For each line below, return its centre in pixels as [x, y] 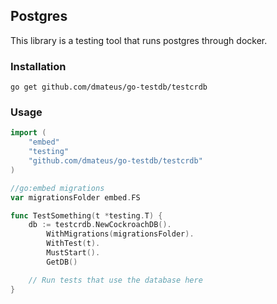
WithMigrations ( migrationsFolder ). [120, 234]
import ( [28, 133]
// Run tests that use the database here [115, 280]
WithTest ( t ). [73, 244]
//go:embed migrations [57, 188]
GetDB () [62, 262]
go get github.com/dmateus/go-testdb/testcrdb [109, 87]
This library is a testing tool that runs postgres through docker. [139, 40]
